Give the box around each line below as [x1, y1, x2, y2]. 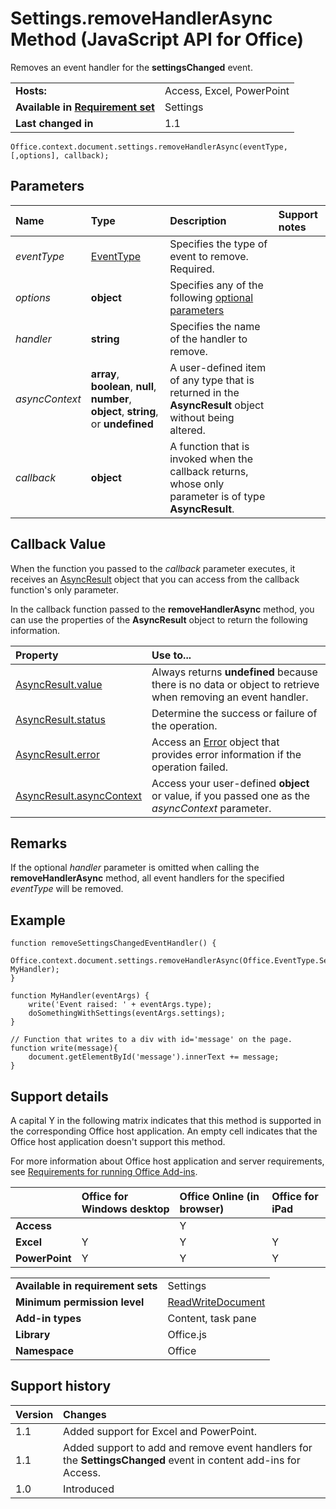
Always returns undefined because [151, 665, 318, 679]
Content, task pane [167, 1312, 257, 1325]
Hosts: [15, 83, 47, 97]
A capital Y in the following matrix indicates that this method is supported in [10, 1115, 322, 1126]
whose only [169, 477, 225, 491]
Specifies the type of [169, 237, 268, 251]
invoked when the [169, 452, 253, 466]
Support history [10, 1378, 112, 1395]
